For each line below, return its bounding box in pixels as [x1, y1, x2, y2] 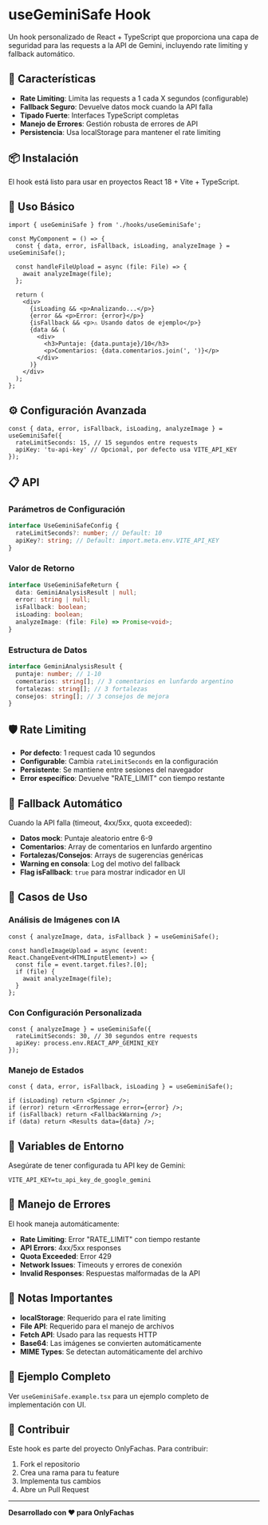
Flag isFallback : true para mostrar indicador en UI [19, 867, 186, 877]
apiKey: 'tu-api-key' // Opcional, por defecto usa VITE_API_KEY [15, 446, 238, 454]
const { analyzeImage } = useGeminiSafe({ [8, 1025, 152, 1033]
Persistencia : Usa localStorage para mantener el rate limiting [19, 127, 221, 137]
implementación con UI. [8, 1400, 86, 1409]
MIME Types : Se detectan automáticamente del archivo [19, 1347, 203, 1356]
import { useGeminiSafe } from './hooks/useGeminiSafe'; [8, 221, 202, 229]
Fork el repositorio [19, 1459, 81, 1469]
